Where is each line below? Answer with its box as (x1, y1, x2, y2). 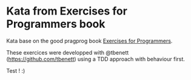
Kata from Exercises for (6, 4, 127, 18)
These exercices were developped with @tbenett (6, 48, 129, 56)
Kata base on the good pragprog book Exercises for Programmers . (6, 37, 173, 44)
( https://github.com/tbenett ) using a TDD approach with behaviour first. (6, 55, 185, 62)
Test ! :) (6, 67, 25, 74)
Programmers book (6, 17, 106, 31)
